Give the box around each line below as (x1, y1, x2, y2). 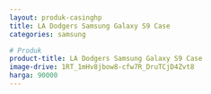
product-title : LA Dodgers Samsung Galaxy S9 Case (9, 55, 203, 64)
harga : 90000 (9, 71, 58, 81)
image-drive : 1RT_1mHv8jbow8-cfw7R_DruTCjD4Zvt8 (9, 63, 195, 72)
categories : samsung (9, 30, 87, 38)
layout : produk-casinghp (9, 13, 102, 22)
